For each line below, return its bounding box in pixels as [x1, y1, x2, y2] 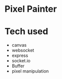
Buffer [11, 63, 25, 69]
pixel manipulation [11, 68, 49, 74]
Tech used [4, 26, 49, 37]
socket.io [11, 58, 31, 64]
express [11, 53, 28, 58]
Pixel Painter [4, 3, 57, 15]
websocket [11, 48, 34, 53]
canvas [11, 42, 27, 48]
